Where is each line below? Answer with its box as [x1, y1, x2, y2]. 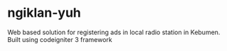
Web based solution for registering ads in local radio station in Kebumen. [7, 28, 221, 36]
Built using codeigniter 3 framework [7, 35, 112, 43]
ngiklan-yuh [7, 5, 82, 21]
